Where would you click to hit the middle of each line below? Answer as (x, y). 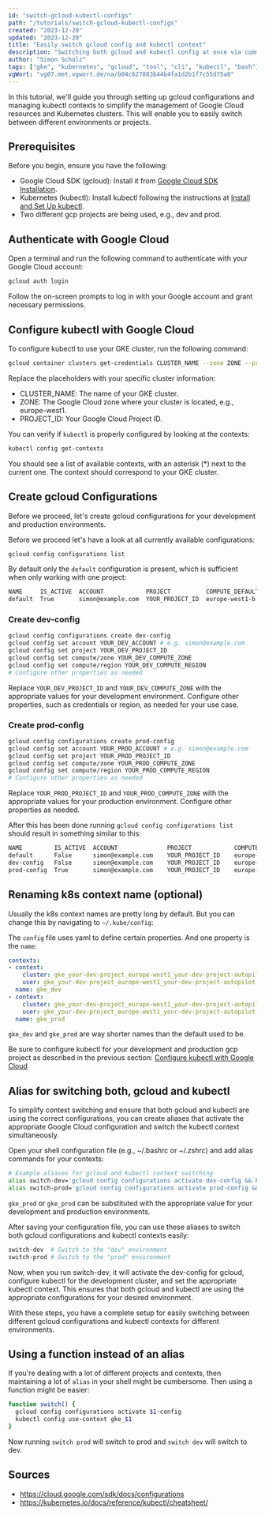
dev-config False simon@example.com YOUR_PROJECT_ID (114, 863)
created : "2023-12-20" (45, 30)
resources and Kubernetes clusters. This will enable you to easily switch (125, 113)
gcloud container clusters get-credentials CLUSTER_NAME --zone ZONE (125, 363)
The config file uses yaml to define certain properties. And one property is (129, 938)
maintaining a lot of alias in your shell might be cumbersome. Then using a (130, 1382)
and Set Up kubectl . (52, 206)
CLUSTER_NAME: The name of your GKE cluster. (99, 393)
